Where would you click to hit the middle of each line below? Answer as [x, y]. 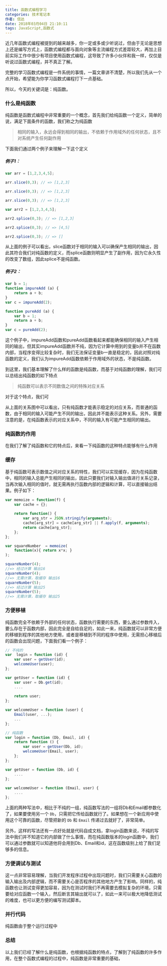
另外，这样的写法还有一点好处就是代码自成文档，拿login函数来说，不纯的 [80, 830]
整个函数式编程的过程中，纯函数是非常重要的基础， [70, 958]
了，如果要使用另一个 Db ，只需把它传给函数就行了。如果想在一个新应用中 [80, 813]
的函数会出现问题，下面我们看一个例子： [46, 641]
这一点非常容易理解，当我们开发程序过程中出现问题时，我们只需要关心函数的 [83, 875]
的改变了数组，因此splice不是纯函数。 [44, 259]
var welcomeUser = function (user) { [44, 710]
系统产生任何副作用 [41, 138]
